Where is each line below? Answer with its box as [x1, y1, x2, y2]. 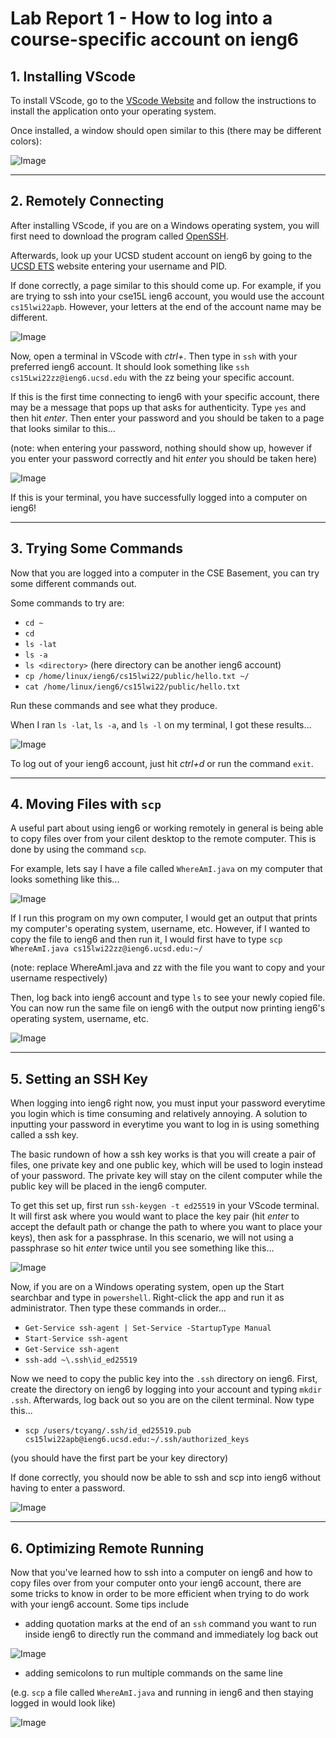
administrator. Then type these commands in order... [10, 1302, 227, 1314]
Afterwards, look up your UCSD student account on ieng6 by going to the [10, 249, 313, 261]
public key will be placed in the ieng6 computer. [10, 1180, 208, 1192]
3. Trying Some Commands [10, 540, 184, 557]
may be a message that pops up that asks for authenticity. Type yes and [10, 401, 307, 413]
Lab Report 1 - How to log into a [10, 7, 273, 30]
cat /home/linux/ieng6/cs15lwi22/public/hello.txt [24, 682, 241, 692]
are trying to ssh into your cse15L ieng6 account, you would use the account [10, 290, 325, 302]
